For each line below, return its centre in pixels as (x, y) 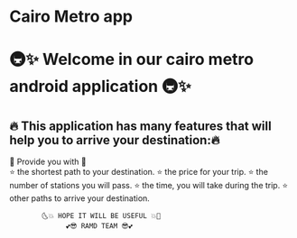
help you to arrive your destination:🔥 (115, 140)
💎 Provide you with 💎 (48, 162)
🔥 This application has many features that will (141, 126)
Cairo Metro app (71, 17)
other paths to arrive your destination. (80, 198)
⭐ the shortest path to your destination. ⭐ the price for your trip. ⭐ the (139, 172)
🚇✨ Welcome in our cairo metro (132, 59)
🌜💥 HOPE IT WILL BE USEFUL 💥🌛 (101, 216)
